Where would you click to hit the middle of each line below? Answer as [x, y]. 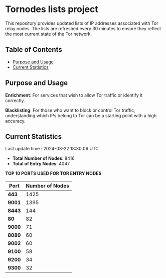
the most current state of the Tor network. [48, 34]
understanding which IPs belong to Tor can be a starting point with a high [81, 115]
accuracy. [16, 121]
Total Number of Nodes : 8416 [43, 158]
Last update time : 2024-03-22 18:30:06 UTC [52, 149]
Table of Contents [34, 50]
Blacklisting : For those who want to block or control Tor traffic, [70, 110]
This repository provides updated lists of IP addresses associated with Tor [82, 23]
